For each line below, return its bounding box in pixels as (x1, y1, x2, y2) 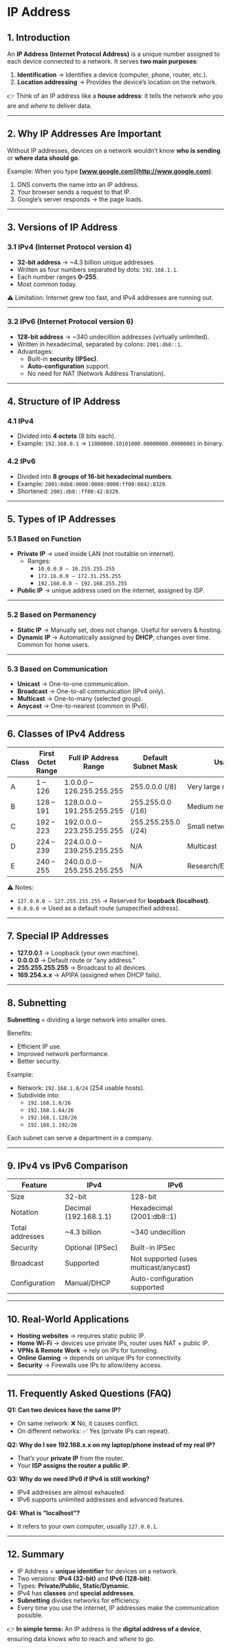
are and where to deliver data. (7, 101, 92, 110)
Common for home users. (16, 640, 90, 648)
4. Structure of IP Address (7, 396, 120, 408)
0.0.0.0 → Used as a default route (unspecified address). (16, 904, 180, 912)
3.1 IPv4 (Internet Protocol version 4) (7, 242, 132, 252)
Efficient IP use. (16, 1042, 62, 1051)
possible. (16, 1611, 43, 1619)
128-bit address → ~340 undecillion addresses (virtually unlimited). (16, 332, 210, 341)
